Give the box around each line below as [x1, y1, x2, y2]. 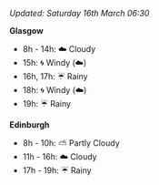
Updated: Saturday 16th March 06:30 [9, 8, 150, 18]
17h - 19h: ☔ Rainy [22, 165, 93, 176]
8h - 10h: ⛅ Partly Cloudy [22, 138, 120, 149]
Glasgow [9, 26, 44, 36]
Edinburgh [9, 119, 50, 130]
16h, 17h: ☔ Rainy [22, 71, 88, 81]
